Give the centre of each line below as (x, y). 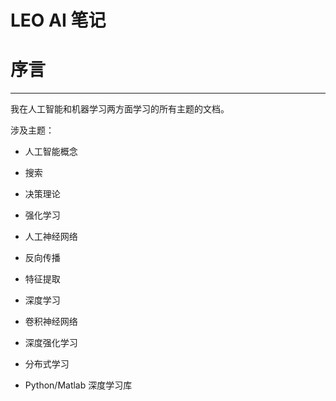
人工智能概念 (51, 152)
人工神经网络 (51, 237)
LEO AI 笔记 (58, 20)
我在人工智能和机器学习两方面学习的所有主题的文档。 (120, 109)
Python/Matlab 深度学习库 (78, 385)
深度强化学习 (51, 343)
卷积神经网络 (51, 322)
